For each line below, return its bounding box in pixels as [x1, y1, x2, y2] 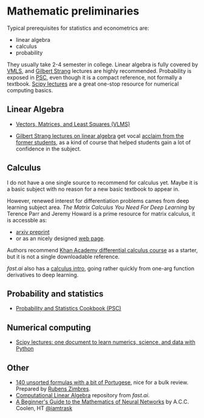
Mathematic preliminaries [7, 4, 140, 18]
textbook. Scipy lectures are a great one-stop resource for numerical [7, 80, 179, 87]
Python [15, 345, 34, 352]
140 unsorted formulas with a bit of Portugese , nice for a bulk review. [15, 379, 189, 386]
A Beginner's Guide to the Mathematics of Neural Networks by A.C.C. [15, 398, 189, 405]
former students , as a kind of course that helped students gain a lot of [15, 139, 191, 146]
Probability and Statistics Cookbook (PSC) [15, 305, 121, 312]
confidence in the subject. [15, 145, 81, 152]
